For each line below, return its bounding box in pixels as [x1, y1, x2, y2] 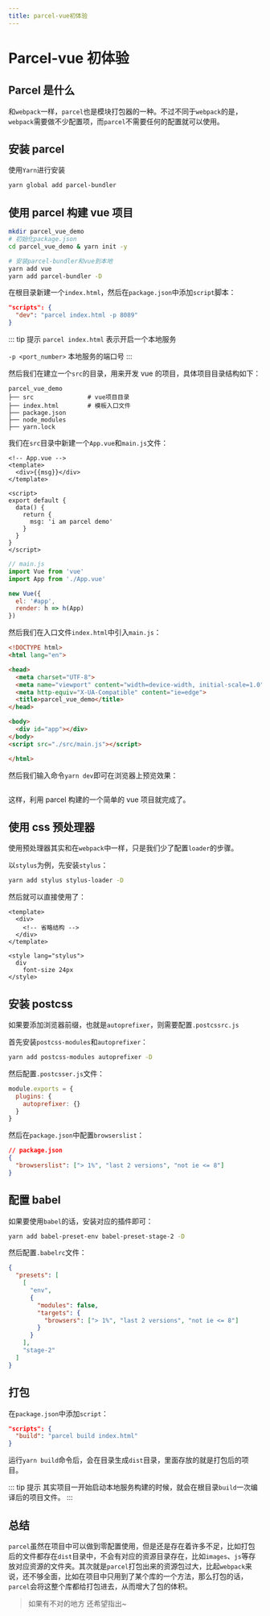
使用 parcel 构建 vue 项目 [8, 206, 134, 219]
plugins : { [15, 1092, 52, 1100]
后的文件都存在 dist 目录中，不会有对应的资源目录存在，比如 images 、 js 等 [8, 1551, 249, 1560]
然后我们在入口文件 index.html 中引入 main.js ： [8, 628, 162, 638]
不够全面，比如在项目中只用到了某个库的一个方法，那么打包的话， [29, 1571, 247, 1581]
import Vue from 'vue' [8, 567, 84, 575]
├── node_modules [8, 416, 67, 424]
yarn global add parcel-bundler [8, 181, 117, 189]
